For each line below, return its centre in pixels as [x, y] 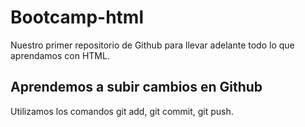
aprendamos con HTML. [60, 55]
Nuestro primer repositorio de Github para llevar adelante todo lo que [152, 45]
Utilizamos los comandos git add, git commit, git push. [122, 111]
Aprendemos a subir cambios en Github [136, 87]
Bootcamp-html [77, 17]
